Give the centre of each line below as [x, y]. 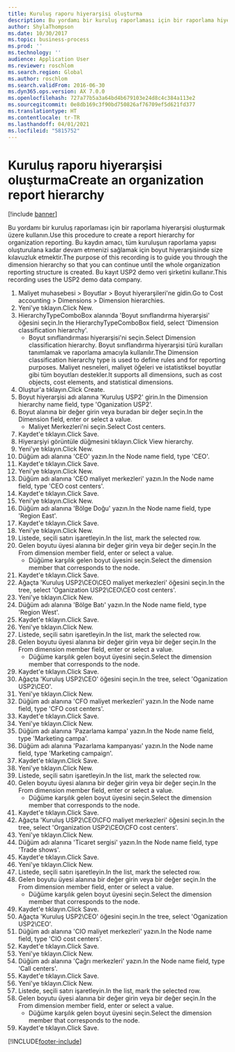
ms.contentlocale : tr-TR [44, 117]
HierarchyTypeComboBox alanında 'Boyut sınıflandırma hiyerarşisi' [114, 316]
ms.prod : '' [25, 46]
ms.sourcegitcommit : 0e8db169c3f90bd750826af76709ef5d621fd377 [102, 105]
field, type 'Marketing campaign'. [66, 753]
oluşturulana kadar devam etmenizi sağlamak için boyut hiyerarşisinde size [115, 250]
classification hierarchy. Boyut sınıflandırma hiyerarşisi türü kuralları [126, 345]
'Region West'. [39, 613]
